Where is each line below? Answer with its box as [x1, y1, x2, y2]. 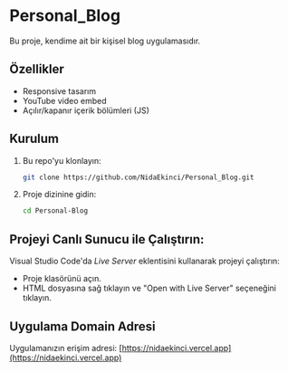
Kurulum [9, 131, 60, 147]
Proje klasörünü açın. [22, 273, 101, 284]
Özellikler [9, 62, 65, 77]
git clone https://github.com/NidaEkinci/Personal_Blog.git [22, 173, 254, 182]
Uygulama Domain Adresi [9, 319, 156, 334]
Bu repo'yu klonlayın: [22, 155, 101, 166]
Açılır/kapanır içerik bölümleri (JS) [22, 105, 149, 116]
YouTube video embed [22, 95, 107, 106]
